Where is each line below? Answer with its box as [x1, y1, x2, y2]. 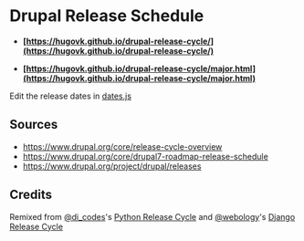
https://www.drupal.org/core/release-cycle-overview [22, 141, 223, 152]
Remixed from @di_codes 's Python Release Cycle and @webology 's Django [9, 211, 296, 222]
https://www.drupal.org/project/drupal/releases [22, 161, 202, 172]
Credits [9, 187, 53, 203]
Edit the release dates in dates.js [9, 90, 132, 101]
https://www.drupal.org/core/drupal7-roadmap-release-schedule [22, 151, 269, 162]
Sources [9, 117, 58, 132]
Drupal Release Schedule [9, 5, 204, 26]
